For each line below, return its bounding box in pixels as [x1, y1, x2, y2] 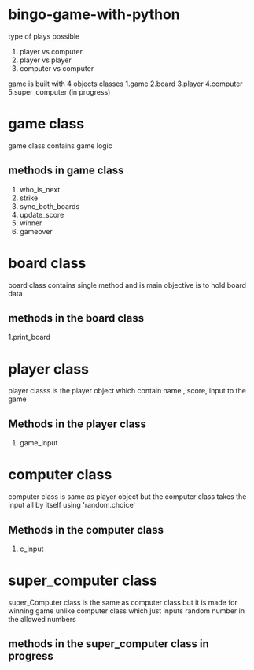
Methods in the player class [8, 417, 147, 430]
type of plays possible [8, 32, 80, 41]
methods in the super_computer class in [8, 637, 210, 651]
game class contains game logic [8, 140, 112, 151]
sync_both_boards [19, 201, 80, 210]
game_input [19, 438, 58, 448]
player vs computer [19, 47, 83, 56]
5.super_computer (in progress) [8, 87, 111, 96]
